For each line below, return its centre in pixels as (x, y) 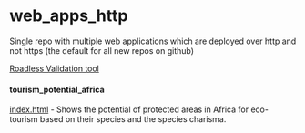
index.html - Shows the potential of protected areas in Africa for (129, 109)
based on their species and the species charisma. (133, 119)
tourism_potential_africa (57, 89)
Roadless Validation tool (55, 68)
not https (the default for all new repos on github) (102, 50)
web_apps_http (69, 16)
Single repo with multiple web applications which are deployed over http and (153, 41)
